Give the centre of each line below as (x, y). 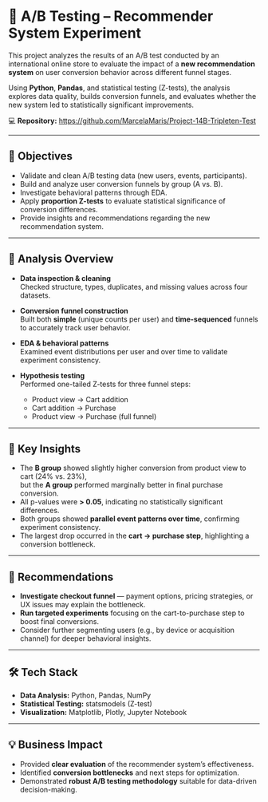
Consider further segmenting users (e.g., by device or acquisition (127, 630)
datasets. (35, 295)
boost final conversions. (59, 622)
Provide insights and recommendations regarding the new (115, 218)
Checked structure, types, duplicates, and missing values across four (134, 286)
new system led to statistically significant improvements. (101, 105)
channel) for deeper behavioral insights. (85, 638)
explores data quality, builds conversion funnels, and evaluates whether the (132, 96)
